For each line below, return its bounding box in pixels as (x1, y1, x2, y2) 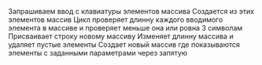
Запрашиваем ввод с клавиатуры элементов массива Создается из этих (8, 7, 254, 16)
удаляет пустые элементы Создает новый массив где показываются (8, 40, 240, 49)
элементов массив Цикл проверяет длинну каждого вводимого (8, 15, 223, 24)
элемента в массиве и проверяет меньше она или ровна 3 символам (8, 23, 243, 32)
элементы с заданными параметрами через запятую (8, 49, 188, 57)
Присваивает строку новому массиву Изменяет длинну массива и (8, 31, 234, 41)
